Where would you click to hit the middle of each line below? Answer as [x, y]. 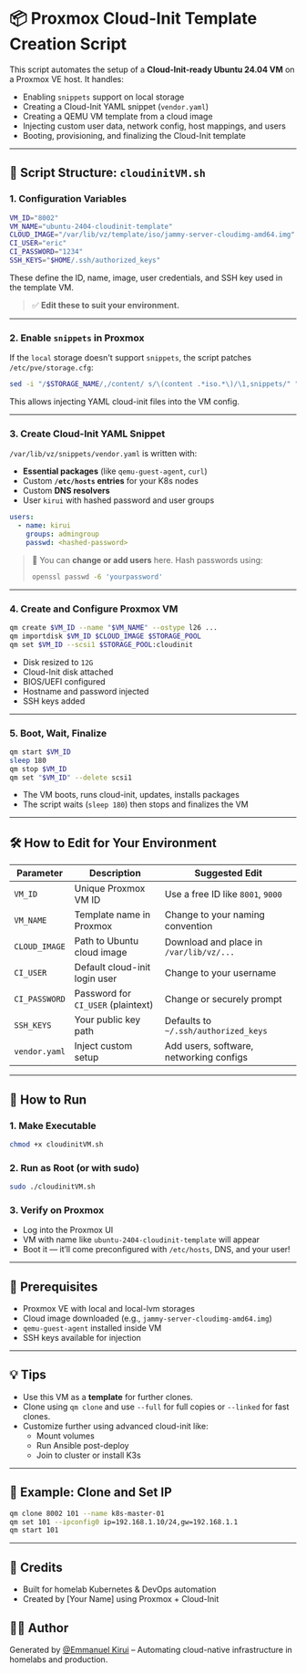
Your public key [107, 1020]
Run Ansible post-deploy [82, 1445]
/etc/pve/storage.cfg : [51, 368]
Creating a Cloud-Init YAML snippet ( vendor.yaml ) [116, 106]
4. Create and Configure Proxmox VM [94, 609]
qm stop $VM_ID [38, 769]
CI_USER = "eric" [38, 244]
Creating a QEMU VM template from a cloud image [117, 116]
